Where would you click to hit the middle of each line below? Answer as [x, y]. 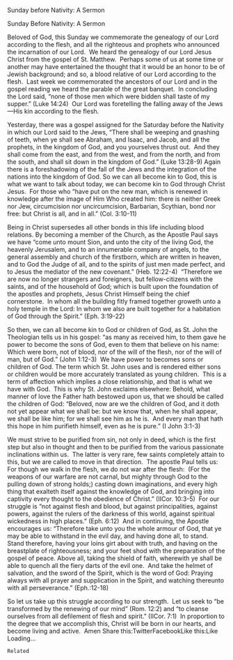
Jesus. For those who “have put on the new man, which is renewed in [107, 192]
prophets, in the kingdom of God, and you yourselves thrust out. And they [114, 147]
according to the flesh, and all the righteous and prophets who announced [114, 44]
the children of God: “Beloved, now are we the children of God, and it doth [113, 404]
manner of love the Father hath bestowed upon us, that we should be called [115, 396]
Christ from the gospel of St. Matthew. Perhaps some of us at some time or [115, 59]
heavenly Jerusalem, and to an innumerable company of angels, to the [108, 249]
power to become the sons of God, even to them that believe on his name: [113, 344]
